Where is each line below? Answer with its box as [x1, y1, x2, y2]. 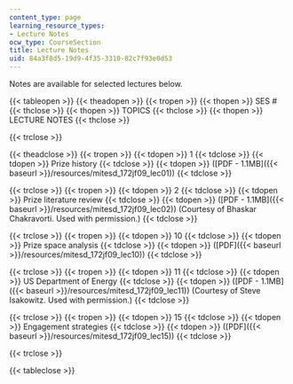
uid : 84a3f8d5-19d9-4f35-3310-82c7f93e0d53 [9, 54, 173, 63]
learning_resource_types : [9, 21, 105, 30]
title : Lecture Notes [9, 46, 90, 55]
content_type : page [9, 12, 82, 22]
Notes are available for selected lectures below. [9, 79, 184, 89]
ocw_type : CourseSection [9, 37, 101, 47]
